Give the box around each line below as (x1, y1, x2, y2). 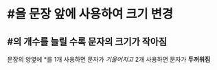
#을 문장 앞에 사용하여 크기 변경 (7, 6, 174, 22)
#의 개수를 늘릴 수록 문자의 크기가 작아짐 (7, 36, 167, 47)
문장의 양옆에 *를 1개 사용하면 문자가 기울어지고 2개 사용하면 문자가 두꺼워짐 (7, 56, 211, 63)
